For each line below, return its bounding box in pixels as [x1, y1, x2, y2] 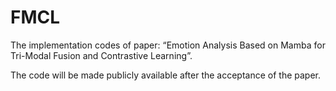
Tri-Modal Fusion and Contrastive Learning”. [10, 49, 193, 61]
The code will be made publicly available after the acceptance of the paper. [10, 69, 322, 81]
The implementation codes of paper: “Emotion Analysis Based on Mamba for [10, 39, 326, 51]
